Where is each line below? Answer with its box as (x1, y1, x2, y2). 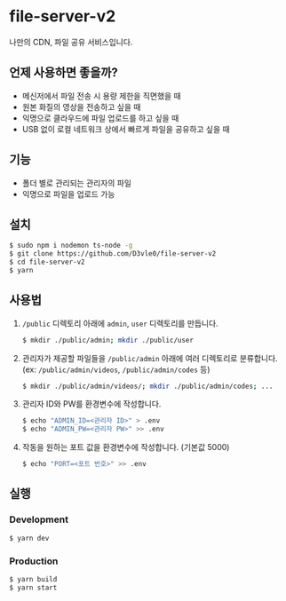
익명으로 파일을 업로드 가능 (21, 188, 115, 199)
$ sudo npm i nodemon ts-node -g (9, 241, 133, 250)
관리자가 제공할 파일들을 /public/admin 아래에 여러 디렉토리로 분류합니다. (21, 352, 278, 363)
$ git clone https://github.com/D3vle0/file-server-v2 (9, 249, 217, 258)
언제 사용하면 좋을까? (9, 65, 118, 81)
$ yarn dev (9, 534, 50, 542)
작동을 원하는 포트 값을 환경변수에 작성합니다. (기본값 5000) (21, 442, 230, 453)
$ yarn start (9, 583, 58, 592)
